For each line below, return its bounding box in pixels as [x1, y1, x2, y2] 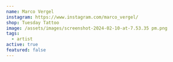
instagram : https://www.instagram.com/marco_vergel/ [6, 14, 139, 20]
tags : [6, 31, 19, 37]
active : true [6, 42, 38, 48]
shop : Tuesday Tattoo [6, 19, 60, 25]
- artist [11, 36, 33, 42]
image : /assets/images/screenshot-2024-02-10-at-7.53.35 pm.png [6, 25, 168, 31]
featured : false [6, 47, 46, 53]
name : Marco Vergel [6, 8, 54, 15]
